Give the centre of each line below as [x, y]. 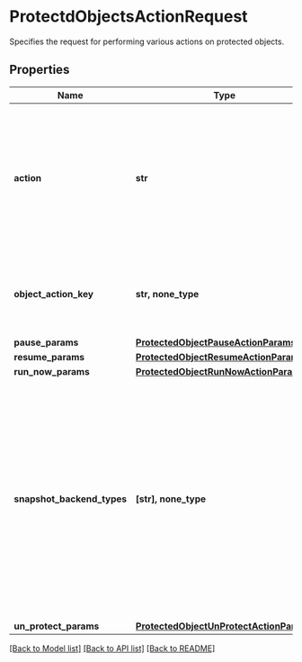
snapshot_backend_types [71, 499]
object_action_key [54, 294]
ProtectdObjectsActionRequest [129, 17]
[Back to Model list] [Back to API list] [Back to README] [112, 648]
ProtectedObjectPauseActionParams [216, 342]
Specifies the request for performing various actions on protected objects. [147, 41]
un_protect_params [57, 626]
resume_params [49, 357]
